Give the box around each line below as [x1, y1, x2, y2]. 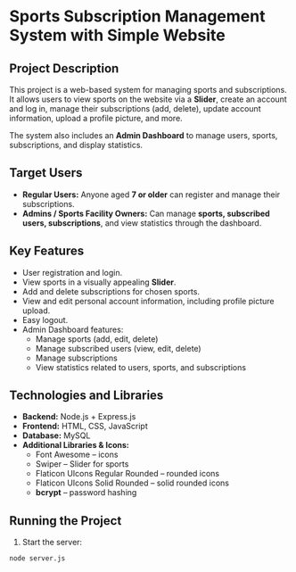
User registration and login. [21, 267, 123, 278]
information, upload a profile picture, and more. [9, 113, 183, 123]
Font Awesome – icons [35, 449, 119, 460]
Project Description [9, 61, 119, 76]
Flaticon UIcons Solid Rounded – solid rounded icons [35, 477, 230, 488]
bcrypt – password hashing [35, 487, 137, 498]
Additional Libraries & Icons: [21, 440, 129, 451]
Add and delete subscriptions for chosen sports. [21, 286, 201, 296]
